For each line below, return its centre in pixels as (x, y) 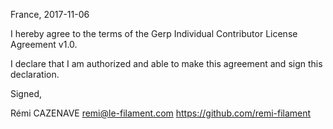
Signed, (26, 93)
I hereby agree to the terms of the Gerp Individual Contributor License (154, 33)
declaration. (35, 74)
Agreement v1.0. (44, 44)
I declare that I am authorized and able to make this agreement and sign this (166, 63)
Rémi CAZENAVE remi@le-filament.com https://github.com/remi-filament (161, 113)
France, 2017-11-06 (50, 14)
